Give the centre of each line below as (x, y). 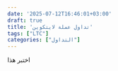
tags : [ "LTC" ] (28, 33)
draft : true (25, 20)
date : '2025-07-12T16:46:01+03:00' (60, 14)
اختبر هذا (19, 60)
